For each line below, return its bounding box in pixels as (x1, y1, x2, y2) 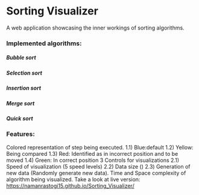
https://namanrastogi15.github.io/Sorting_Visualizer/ (6, 182, 134, 189)
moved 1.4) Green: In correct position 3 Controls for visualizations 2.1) (6, 156, 180, 164)
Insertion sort (6, 84, 41, 91)
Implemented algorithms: (6, 39, 82, 48)
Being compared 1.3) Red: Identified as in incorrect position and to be (6, 150, 178, 157)
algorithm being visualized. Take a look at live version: (6, 176, 141, 183)
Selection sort (6, 69, 42, 76)
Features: (6, 130, 35, 138)
